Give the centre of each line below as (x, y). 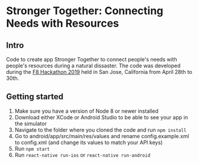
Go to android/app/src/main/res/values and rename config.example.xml (102, 136)
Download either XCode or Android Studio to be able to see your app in (101, 117)
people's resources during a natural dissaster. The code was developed (93, 66)
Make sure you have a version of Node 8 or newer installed (86, 111)
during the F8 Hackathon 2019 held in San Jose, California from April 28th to (99, 72)
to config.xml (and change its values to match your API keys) (89, 142)
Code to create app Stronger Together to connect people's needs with (92, 59)
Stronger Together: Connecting (85, 11)
